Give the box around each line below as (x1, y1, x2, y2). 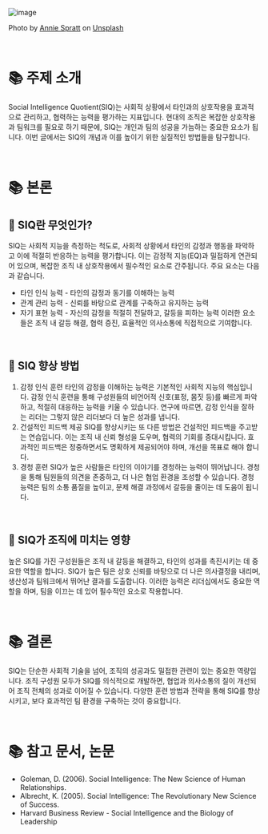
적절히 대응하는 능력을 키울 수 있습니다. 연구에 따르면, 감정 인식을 (37, 401, 240, 412)
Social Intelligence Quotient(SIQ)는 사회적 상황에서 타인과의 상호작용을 (8, 102, 234, 111)
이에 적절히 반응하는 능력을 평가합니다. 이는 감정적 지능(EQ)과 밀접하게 (16, 251, 237, 260)
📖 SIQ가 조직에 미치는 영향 (8, 534, 130, 547)
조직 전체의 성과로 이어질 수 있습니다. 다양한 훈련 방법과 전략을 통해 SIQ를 (16, 686, 246, 695)
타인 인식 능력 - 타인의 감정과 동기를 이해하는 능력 (19, 288, 175, 297)
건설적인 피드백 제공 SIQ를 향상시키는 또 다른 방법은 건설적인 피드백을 (19, 421, 238, 432)
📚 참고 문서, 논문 (8, 742, 115, 760)
